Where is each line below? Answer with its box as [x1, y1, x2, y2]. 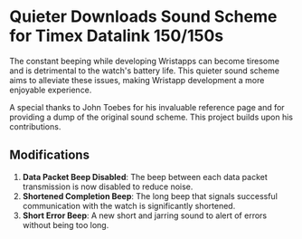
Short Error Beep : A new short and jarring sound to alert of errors [22, 210, 268, 221]
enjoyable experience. [9, 84, 92, 95]
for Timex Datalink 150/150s [9, 25, 224, 46]
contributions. [9, 120, 61, 132]
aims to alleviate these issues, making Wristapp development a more [9, 74, 265, 85]
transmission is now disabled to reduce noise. [22, 181, 193, 192]
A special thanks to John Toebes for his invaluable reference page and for [9, 101, 285, 112]
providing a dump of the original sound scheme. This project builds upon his [9, 111, 294, 122]
